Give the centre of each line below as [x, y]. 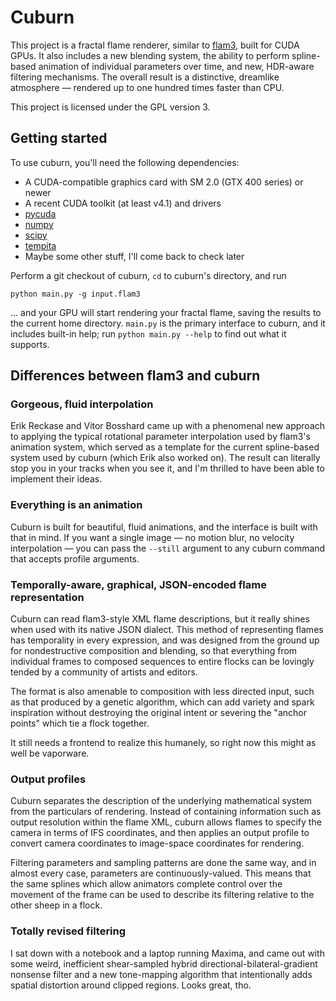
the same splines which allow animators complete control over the [146, 884]
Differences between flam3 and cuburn [135, 376]
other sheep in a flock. [56, 905]
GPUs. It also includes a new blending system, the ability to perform [150, 55]
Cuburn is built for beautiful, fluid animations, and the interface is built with [164, 527]
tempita [40, 245]
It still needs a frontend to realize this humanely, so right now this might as [163, 743]
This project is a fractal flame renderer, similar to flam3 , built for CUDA [155, 45]
